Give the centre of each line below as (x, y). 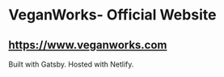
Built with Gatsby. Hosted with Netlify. (71, 64)
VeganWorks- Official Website (112, 15)
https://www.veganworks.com (88, 45)
